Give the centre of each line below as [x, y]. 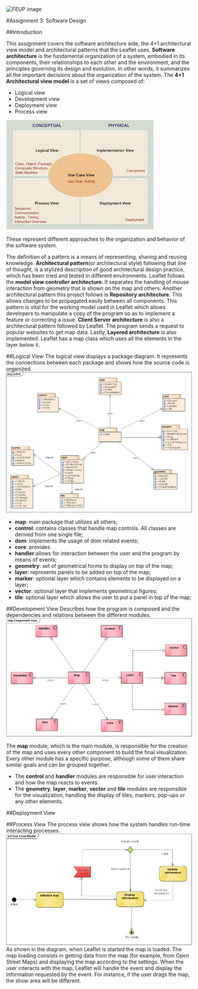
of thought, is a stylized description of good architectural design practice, [95, 269]
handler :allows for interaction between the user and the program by [97, 554]
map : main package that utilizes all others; [66, 522]
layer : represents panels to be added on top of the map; [83, 572]
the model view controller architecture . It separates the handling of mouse [98, 282]
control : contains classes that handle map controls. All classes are [95, 528]
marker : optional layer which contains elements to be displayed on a [98, 578]
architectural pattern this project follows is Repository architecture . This [94, 295]
